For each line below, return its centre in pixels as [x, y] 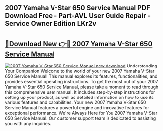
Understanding [142, 66]
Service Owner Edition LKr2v [51, 23]
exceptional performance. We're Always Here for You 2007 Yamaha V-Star [81, 113]
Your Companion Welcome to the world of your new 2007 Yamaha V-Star [80, 71]
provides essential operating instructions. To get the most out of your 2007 [81, 82]
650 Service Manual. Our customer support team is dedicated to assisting [81, 118]
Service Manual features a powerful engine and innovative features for [77, 108]
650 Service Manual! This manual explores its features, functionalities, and [81, 76]
